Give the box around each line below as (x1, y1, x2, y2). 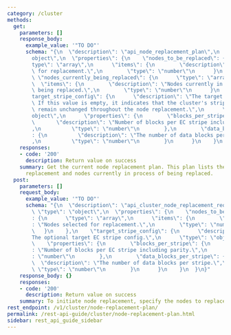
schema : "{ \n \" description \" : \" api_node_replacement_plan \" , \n (25, 49, 220, 56)
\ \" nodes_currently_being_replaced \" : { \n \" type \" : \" (32, 74, 214, 81)
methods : (7, 17, 32, 23)
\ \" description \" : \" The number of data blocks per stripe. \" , (32, 259, 223, 266)
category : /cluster (7, 10, 63, 17)
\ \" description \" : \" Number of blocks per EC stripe (32, 118, 208, 126)
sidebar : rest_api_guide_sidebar (7, 317, 103, 324)
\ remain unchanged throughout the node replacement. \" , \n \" (32, 106, 229, 113)
